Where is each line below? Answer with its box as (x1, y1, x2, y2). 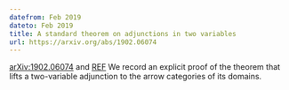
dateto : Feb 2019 (9, 21, 74, 30)
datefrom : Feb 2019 (9, 12, 82, 22)
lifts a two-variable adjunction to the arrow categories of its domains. (9, 71, 262, 82)
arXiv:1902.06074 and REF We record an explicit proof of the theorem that (9, 62, 281, 72)
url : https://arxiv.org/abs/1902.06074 (9, 37, 157, 47)
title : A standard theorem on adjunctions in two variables (9, 29, 237, 38)
